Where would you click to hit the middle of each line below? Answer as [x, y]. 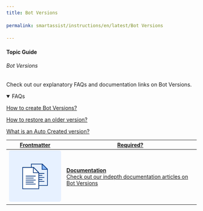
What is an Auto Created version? [48, 131]
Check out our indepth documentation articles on [127, 177]
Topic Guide [22, 52]
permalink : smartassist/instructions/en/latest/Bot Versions [85, 25]
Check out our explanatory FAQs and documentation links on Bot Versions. [99, 85]
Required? [130, 144]
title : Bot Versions [32, 13]
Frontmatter [35, 144]
